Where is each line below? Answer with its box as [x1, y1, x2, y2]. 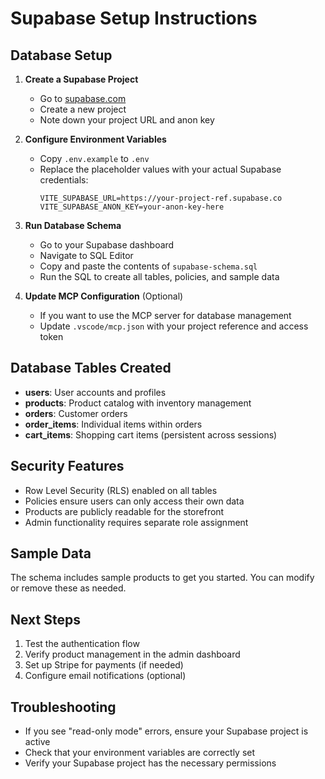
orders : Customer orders [24, 407, 128, 419]
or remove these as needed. [10, 582, 127, 594]
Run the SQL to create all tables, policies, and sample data [39, 271, 280, 282]
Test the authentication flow [24, 638, 140, 650]
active [24, 736, 51, 748]
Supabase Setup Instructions [10, 7, 258, 30]
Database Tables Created [10, 360, 172, 377]
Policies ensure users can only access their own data [24, 495, 245, 507]
